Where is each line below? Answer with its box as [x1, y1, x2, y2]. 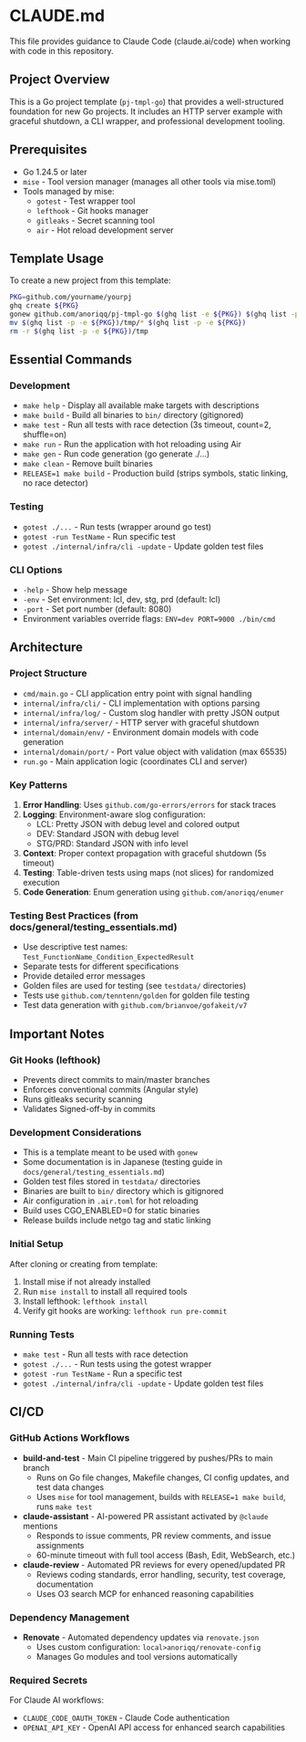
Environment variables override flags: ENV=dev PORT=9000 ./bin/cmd [22, 614, 276, 624]
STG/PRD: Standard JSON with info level [36, 838, 189, 849]
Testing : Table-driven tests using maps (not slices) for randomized [22, 867, 274, 878]
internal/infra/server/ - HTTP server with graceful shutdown [22, 717, 260, 728]
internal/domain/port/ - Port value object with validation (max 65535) [22, 746, 288, 757]
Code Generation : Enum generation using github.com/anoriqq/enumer [22, 887, 284, 897]
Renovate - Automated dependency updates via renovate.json [22, 1632, 260, 1642]
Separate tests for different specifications [22, 960, 179, 972]
